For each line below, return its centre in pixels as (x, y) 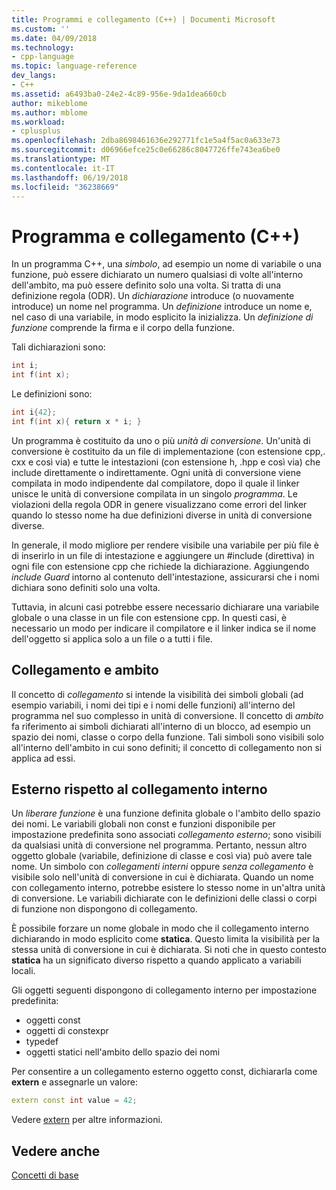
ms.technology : (43, 47)
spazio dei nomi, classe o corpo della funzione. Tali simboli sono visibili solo (167, 737)
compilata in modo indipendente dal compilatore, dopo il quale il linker (155, 483)
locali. (23, 971)
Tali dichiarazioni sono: (58, 347)
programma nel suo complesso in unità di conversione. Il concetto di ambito (167, 715)
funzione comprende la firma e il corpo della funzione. (123, 328)
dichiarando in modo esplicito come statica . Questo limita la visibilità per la (166, 939)
